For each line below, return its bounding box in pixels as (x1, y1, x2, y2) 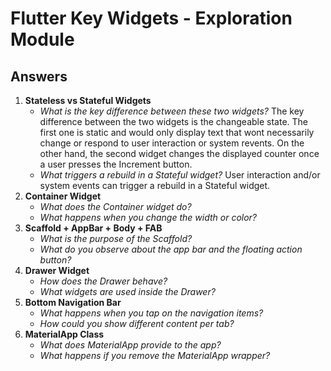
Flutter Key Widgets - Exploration (10, 7, 293, 30)
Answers (10, 68, 68, 85)
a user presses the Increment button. (39, 158, 193, 170)
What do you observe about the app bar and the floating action (39, 243, 303, 255)
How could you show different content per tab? (39, 318, 235, 329)
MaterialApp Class (24, 328, 105, 340)
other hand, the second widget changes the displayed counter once (39, 148, 320, 159)
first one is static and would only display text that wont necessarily (39, 127, 315, 138)
